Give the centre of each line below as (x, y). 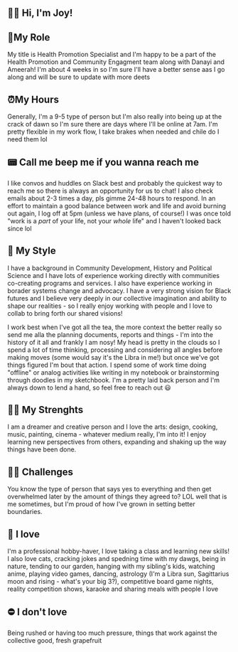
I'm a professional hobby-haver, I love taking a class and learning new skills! (118, 551)
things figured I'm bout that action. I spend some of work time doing (107, 365)
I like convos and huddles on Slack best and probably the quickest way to (115, 183)
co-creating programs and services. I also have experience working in (110, 283)
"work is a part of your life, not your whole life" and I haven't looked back (114, 220)
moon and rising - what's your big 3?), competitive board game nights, (110, 582)
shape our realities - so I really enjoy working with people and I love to (110, 306)
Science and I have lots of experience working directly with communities (114, 275)
